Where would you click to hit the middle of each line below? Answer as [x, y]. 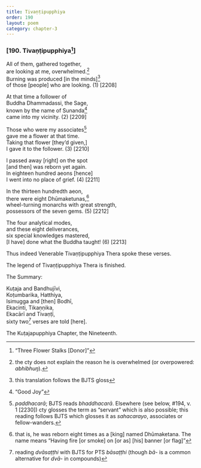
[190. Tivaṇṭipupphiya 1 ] [41, 50]
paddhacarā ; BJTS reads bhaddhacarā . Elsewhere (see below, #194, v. [103, 403]
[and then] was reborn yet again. [46, 166]
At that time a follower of [36, 97]
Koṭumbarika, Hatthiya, [34, 295]
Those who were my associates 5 [46, 129]
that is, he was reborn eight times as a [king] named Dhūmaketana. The [103, 434]
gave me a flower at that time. [43, 136]
